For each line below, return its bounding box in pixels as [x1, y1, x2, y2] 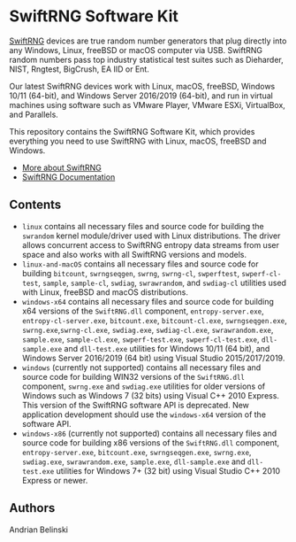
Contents [9, 197, 62, 213]
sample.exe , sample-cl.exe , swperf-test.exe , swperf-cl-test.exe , [21, 334, 260, 345]
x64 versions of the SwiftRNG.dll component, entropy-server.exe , [21, 306, 265, 316]
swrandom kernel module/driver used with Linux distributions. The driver [21, 230, 281, 241]
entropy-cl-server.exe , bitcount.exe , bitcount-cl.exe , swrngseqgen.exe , [21, 314, 287, 325]
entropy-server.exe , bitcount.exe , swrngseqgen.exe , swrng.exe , [21, 446, 252, 457]
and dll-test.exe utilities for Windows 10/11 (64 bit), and [64, 343, 270, 353]
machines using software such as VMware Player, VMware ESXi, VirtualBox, [9, 99, 285, 110]
